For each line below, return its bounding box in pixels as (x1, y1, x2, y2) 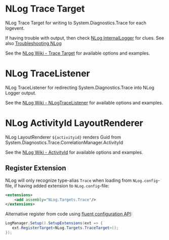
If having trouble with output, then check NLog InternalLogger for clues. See (5, 35, 164, 41)
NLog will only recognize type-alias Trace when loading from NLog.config (5, 177, 158, 183)
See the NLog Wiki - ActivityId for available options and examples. (5, 149, 143, 155)
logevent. (5, 25, 25, 31)
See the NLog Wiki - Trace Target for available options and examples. (5, 50, 150, 56)
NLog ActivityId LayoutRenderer (5, 117, 143, 129)
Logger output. (5, 89, 36, 96)
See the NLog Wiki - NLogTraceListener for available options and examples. (5, 100, 163, 106)
